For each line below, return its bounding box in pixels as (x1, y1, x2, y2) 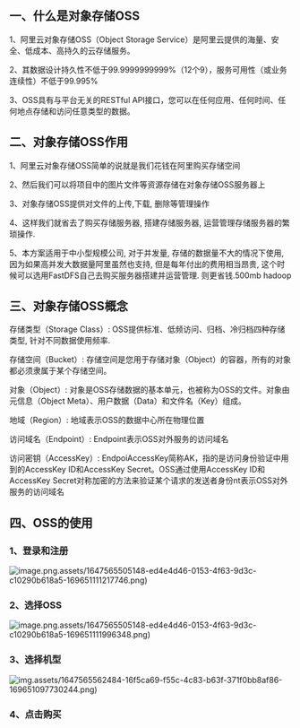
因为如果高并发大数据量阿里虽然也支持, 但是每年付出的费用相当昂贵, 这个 (9, 258, 278, 269)
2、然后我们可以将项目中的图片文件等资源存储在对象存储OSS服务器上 (9, 178, 266, 190)
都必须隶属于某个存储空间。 (9, 366, 112, 377)
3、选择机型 (9, 654, 62, 666)
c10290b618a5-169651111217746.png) (9, 575, 148, 585)
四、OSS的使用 (9, 515, 93, 531)
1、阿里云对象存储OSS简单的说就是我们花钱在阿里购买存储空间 (9, 160, 241, 170)
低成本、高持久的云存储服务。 (24, 45, 135, 56)
